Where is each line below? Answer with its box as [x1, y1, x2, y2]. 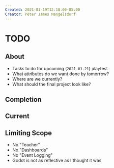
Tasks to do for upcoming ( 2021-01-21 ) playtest [12, 65, 108, 71]
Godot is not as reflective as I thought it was [12, 158, 102, 164]
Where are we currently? [12, 76, 62, 82]
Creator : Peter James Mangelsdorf [5, 12, 76, 17]
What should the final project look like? [12, 81, 91, 87]
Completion [5, 95, 42, 104]
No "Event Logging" [12, 152, 53, 158]
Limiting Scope [5, 129, 52, 137]
